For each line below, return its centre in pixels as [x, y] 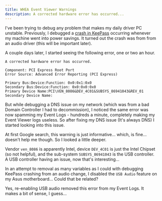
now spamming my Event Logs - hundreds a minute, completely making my [80, 115]
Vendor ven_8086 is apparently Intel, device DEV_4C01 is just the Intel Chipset [80, 149]
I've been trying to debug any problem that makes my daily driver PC [74, 28]
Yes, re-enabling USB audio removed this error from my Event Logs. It [74, 188]
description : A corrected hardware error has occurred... [65, 14]
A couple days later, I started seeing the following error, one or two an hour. [80, 53]
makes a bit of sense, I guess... [36, 193]
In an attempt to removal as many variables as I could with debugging [74, 169]
